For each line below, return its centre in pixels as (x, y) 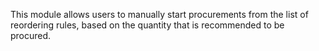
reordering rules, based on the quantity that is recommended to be (147, 25)
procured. (31, 35)
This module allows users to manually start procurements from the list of (159, 14)
